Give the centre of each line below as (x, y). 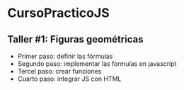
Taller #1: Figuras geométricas (75, 39)
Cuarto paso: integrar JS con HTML (69, 79)
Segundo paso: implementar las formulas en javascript (97, 64)
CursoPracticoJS (58, 13)
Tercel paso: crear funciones (59, 71)
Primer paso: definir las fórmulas (65, 56)
